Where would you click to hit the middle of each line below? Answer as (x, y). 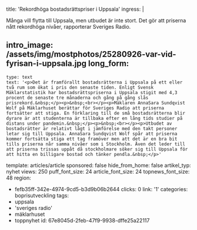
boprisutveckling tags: (42, 195)
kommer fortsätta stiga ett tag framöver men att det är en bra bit (92, 139)
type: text (19, 77)
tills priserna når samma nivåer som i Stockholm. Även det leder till (96, 144)
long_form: (108, 64)
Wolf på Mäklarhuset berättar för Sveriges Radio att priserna (85, 108)
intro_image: (30, 45)
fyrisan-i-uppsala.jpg (46, 64)
